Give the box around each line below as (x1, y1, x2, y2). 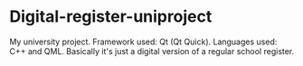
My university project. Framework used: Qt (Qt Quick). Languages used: (9, 36, 278, 47)
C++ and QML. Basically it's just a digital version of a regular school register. (9, 45, 295, 56)
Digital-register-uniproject (9, 6, 213, 27)
